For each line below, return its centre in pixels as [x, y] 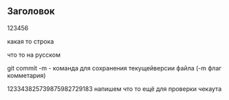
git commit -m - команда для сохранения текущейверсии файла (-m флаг [115, 68]
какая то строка [31, 41]
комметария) [26, 75]
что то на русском [34, 54]
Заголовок [31, 11]
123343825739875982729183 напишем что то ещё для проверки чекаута [115, 88]
